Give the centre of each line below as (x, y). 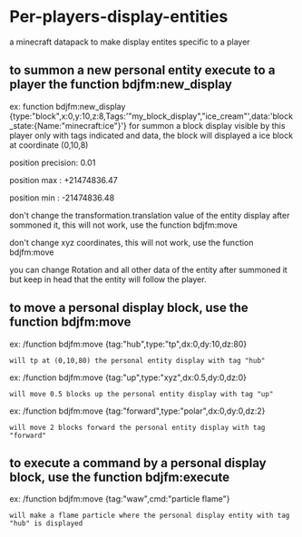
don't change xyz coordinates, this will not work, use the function (132, 242)
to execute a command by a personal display (138, 463)
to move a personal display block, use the (129, 308)
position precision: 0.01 (53, 162)
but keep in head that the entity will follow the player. (108, 279)
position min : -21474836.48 (62, 198)
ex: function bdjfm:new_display (68, 106)
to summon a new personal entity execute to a (142, 70)
